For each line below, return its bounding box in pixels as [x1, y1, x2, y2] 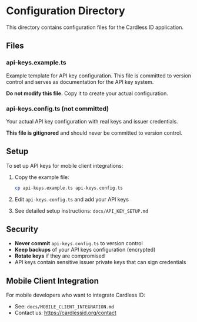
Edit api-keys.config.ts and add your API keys [14, 196, 129, 203]
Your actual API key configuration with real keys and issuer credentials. [6, 118, 178, 125]
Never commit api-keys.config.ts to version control [14, 240, 143, 247]
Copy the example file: [14, 173, 69, 181]
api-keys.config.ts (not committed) [6, 105, 109, 113]
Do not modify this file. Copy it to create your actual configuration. [6, 90, 169, 97]
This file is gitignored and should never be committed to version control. [6, 129, 183, 136]
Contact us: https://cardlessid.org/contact [14, 309, 116, 317]
